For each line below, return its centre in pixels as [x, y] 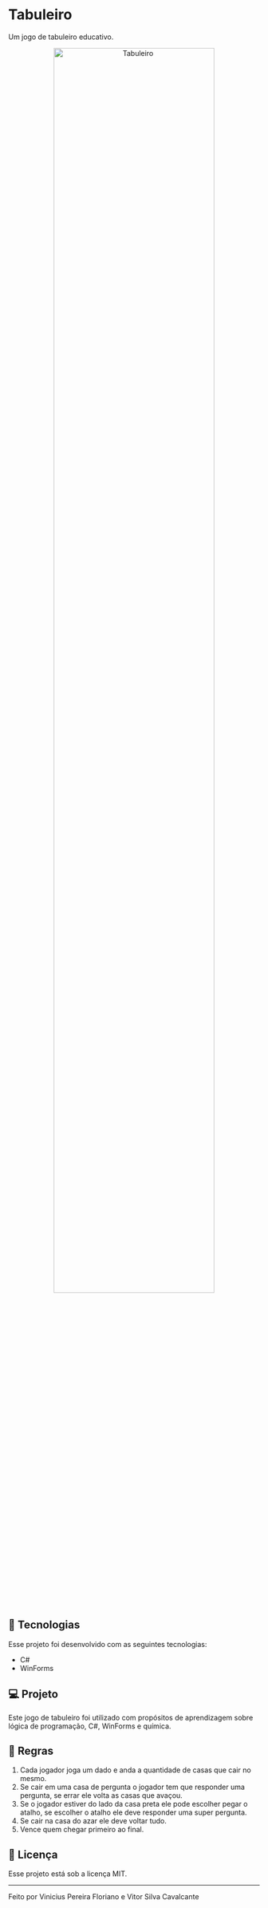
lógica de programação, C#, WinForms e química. [90, 1726]
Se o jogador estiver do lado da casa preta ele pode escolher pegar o [134, 1804]
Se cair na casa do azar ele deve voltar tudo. [93, 1821]
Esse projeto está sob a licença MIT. [68, 1874]
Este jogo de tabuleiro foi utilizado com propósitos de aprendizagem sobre [131, 1717]
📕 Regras [31, 1750]
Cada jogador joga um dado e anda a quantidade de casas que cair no [135, 1770]
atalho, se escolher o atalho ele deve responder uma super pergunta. [133, 1812]
